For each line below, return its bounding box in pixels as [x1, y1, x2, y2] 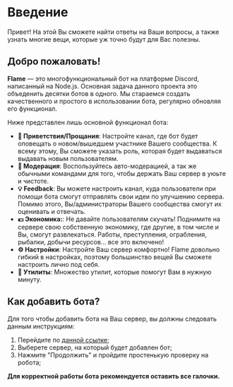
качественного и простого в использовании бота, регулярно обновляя [7, 97, 221, 105]
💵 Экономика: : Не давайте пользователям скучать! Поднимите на [17, 215, 221, 223]
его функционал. [7, 104, 58, 113]
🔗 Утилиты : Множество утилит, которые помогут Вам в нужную [17, 268, 212, 276]
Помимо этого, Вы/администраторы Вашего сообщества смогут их [17, 199, 222, 208]
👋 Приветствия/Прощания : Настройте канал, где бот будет [17, 131, 198, 140]
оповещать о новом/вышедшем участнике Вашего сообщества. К [17, 139, 217, 148]
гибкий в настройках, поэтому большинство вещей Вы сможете [17, 252, 212, 261]
